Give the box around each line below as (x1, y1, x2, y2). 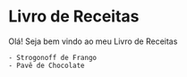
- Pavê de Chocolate (8, 61, 86, 70)
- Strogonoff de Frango (8, 53, 98, 62)
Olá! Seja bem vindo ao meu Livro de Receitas (8, 36, 178, 47)
